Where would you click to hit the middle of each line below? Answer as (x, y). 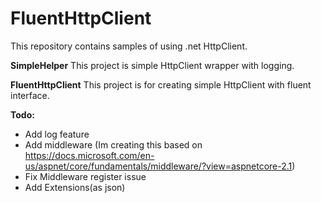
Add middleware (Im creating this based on (113, 144)
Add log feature (57, 134)
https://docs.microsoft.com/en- (89, 155)
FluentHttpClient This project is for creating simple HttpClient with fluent (161, 84)
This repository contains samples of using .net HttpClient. (129, 46)
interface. (30, 95)
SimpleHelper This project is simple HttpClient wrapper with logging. (152, 65)
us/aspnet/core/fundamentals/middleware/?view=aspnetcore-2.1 (158, 166)
